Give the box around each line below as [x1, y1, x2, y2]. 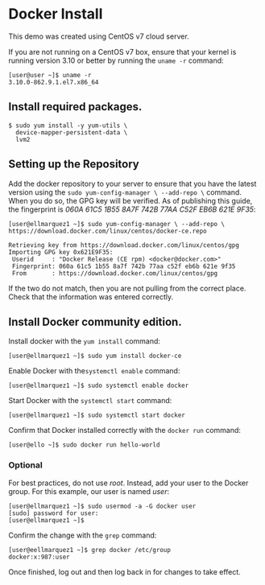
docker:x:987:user [8, 553, 70, 561]
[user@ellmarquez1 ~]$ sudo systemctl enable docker [8, 381, 189, 390]
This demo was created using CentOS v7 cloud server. [8, 31, 189, 41]
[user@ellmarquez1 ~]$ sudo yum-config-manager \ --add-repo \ [8, 220, 226, 228]
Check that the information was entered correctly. [8, 291, 174, 302]
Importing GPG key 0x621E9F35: [8, 248, 114, 256]
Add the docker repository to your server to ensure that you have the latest [8, 179, 257, 188]
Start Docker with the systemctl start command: [8, 396, 172, 406]
